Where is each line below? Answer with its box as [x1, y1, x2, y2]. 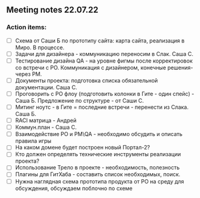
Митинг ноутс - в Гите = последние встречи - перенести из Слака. [15, 103, 189, 111]
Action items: [6, 23, 47, 32]
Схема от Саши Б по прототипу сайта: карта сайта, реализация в [15, 36, 185, 44]
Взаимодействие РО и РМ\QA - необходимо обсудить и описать [15, 131, 183, 138]
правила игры [15, 137, 52, 145]
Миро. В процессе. [15, 44, 65, 51]
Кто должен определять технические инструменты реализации [15, 151, 181, 158]
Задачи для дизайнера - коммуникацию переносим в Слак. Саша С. [15, 50, 193, 57]
